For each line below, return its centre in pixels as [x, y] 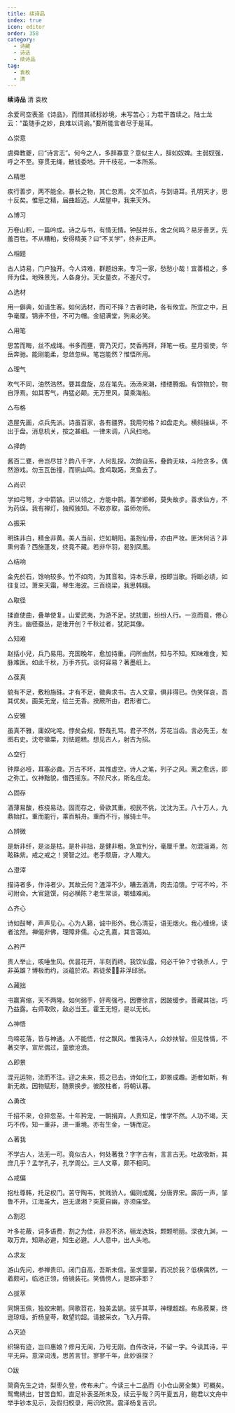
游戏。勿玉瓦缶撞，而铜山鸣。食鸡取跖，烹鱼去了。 [87, 470]
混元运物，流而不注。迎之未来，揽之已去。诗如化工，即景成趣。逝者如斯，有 [117, 1077]
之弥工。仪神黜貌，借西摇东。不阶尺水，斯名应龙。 [81, 778]
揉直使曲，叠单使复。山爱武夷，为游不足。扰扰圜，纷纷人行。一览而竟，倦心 [117, 615]
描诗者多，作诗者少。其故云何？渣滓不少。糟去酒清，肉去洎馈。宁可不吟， [114, 885]
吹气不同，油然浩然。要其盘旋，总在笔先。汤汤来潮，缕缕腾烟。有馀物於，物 [117, 384]
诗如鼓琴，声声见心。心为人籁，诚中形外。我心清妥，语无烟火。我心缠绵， [114, 923]
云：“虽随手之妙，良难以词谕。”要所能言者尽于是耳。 [82, 123]
